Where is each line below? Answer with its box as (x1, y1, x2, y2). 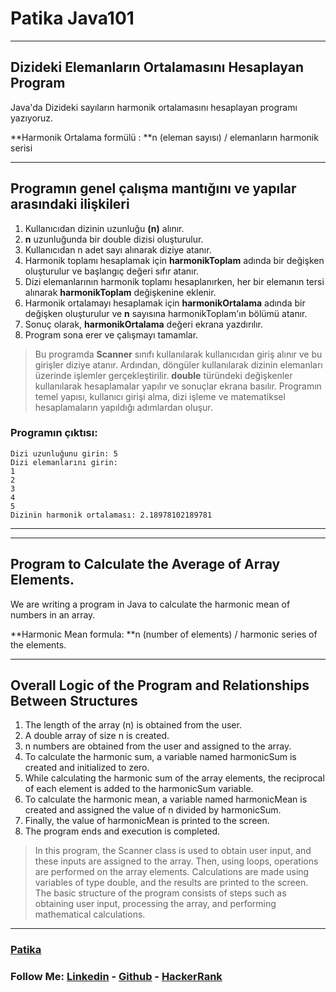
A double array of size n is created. (24, 730, 170, 742)
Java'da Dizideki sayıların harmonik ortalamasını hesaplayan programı (10, 101, 298, 113)
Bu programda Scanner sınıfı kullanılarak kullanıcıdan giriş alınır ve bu (34, 348, 323, 360)
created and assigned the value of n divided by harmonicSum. (24, 804, 282, 816)
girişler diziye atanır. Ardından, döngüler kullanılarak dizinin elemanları (34, 358, 323, 371)
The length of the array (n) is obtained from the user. (24, 719, 242, 731)
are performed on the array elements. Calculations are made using (34, 866, 310, 878)
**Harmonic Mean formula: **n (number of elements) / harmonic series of (10, 628, 318, 640)
